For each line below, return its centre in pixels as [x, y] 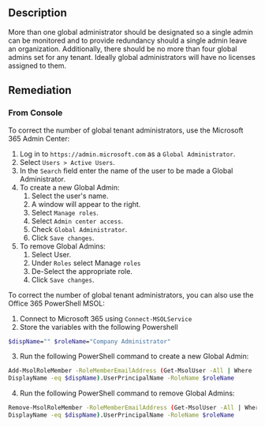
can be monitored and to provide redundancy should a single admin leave [127, 40]
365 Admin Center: [39, 138]
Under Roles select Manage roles [86, 263]
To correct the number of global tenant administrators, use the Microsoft [126, 130]
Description [37, 13]
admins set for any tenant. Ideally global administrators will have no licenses [132, 57]
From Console [35, 113]
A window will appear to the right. [86, 204]
